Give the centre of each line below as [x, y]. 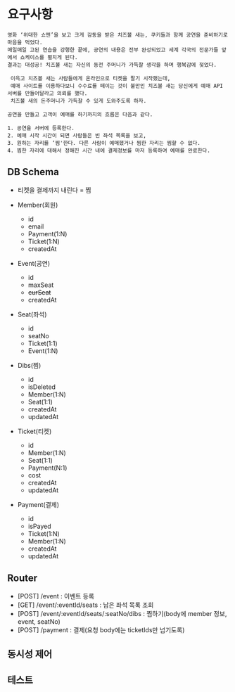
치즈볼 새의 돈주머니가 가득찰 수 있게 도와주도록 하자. [78, 101]
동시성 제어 [30, 654]
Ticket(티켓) [34, 431]
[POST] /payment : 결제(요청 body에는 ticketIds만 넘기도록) [101, 629]
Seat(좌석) [32, 314]
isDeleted [42, 387]
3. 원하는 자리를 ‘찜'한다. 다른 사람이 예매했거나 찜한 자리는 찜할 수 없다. [104, 143]
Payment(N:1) [47, 468]
